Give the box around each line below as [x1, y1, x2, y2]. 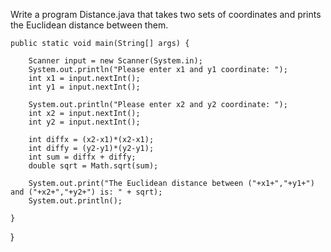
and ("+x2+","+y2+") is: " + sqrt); [10, 187, 163, 197]
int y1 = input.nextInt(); [28, 82, 141, 92]
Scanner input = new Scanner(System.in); [28, 56, 203, 66]
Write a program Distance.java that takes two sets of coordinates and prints [10, 9, 322, 20]
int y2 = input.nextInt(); [28, 117, 141, 127]
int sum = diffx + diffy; [28, 152, 137, 162]
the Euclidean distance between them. [10, 19, 169, 31]
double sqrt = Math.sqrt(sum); [28, 161, 159, 171]
